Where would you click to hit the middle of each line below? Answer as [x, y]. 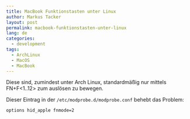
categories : [20, 38]
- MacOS [21, 60]
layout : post [22, 22]
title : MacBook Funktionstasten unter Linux [61, 11]
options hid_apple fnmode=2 [40, 111]
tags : [13, 50]
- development [28, 44]
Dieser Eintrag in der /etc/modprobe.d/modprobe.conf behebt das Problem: [95, 100]
